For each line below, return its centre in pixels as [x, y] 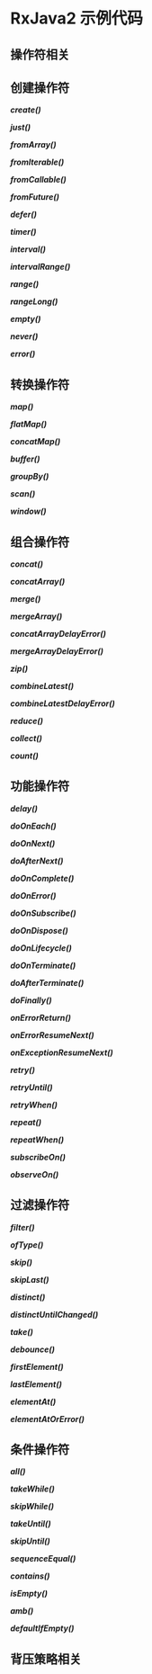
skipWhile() [32, 1507]
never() [24, 336]
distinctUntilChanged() [54, 1314]
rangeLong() [34, 301]
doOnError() [33, 895]
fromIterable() [37, 162]
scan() [23, 494]
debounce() [32, 1349]
